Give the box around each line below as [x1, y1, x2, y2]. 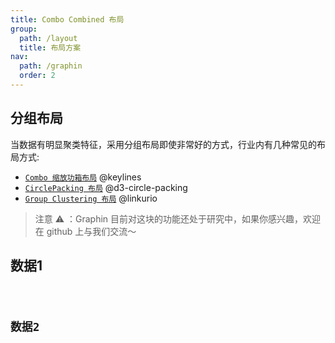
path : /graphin [19, 61, 83, 71]
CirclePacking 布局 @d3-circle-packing [24, 181, 188, 193]
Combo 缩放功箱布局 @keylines [24, 171, 142, 183]
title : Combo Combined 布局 [10, 14, 125, 25]
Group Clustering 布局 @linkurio [24, 192, 158, 204]
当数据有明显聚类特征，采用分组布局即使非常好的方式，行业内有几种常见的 [10, 138, 317, 150]
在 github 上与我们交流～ [34, 225, 137, 237]
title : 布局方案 [19, 42, 82, 53]
